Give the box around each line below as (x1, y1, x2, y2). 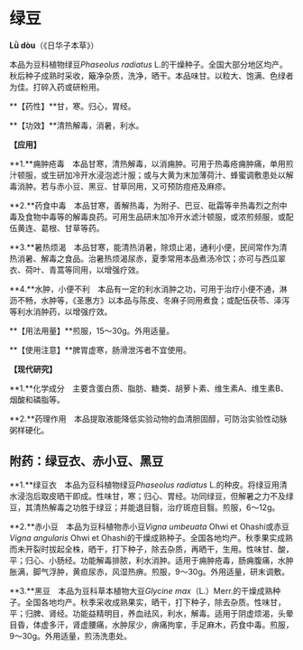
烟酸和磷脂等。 (9, 394, 65, 404)
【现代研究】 (9, 363, 57, 375)
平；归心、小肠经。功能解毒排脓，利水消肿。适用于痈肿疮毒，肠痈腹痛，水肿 (9, 554, 294, 565)
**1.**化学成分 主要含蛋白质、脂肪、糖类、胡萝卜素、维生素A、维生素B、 (9, 383, 289, 394)
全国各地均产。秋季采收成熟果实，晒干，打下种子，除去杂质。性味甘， (24, 597, 286, 608)
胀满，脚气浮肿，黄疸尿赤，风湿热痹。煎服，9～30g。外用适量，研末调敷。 (9, 566, 290, 577)
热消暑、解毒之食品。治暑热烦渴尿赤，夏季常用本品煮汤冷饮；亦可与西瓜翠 (9, 253, 286, 264)
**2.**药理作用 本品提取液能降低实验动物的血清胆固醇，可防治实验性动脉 (9, 413, 288, 424)
